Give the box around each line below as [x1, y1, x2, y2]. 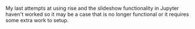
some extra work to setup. [5, 17, 69, 23]
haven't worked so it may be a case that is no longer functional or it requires [5, 11, 189, 18]
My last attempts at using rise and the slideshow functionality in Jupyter [5, 5, 179, 11]
